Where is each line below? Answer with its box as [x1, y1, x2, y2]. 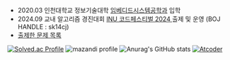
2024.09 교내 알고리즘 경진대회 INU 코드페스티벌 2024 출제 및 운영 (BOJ [17, 15, 221, 23]
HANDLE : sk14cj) [17, 23, 69, 31]
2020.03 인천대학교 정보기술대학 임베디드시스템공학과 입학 [17, 6, 181, 14]
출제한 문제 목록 [17, 31, 62, 39]
